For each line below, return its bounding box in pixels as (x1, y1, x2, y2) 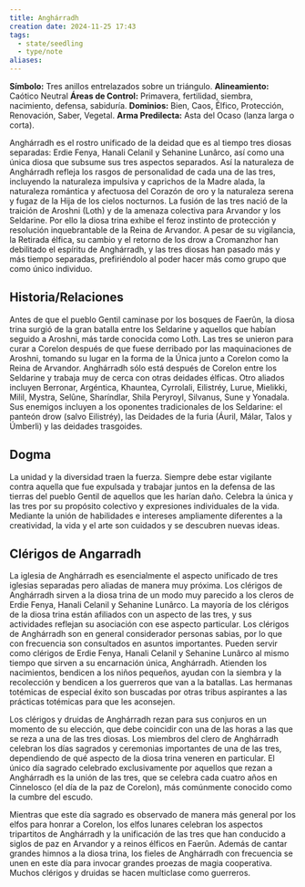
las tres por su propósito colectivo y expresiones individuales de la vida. (9, 500, 280, 511)
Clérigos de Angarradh (9, 547, 142, 562)
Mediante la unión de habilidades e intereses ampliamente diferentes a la (9, 510, 283, 521)
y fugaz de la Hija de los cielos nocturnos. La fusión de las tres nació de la (9, 195, 289, 206)
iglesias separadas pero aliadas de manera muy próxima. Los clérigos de (9, 580, 283, 591)
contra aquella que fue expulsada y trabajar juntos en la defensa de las (9, 481, 276, 492)
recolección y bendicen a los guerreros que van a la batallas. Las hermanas (9, 677, 293, 688)
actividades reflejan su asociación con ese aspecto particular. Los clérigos (9, 619, 290, 630)
